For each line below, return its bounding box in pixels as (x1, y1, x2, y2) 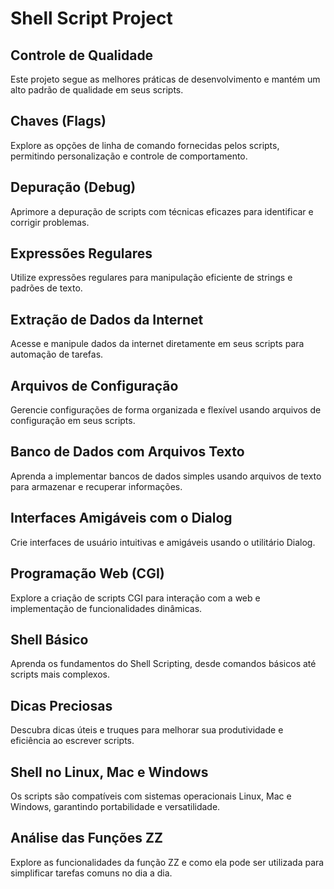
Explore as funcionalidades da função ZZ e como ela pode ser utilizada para (10, 856, 325, 868)
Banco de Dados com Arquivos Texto (10, 443, 245, 461)
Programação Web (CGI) (10, 565, 165, 582)
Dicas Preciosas (10, 697, 113, 714)
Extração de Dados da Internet (10, 311, 204, 328)
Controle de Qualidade (10, 47, 154, 64)
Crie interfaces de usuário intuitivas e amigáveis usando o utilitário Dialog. (10, 536, 316, 548)
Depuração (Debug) (10, 179, 137, 196)
